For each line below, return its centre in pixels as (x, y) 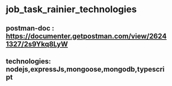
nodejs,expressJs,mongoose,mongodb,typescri (85, 69)
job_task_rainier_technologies (71, 9)
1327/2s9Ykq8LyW (37, 44)
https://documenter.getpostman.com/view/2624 (86, 36)
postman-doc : (30, 28)
